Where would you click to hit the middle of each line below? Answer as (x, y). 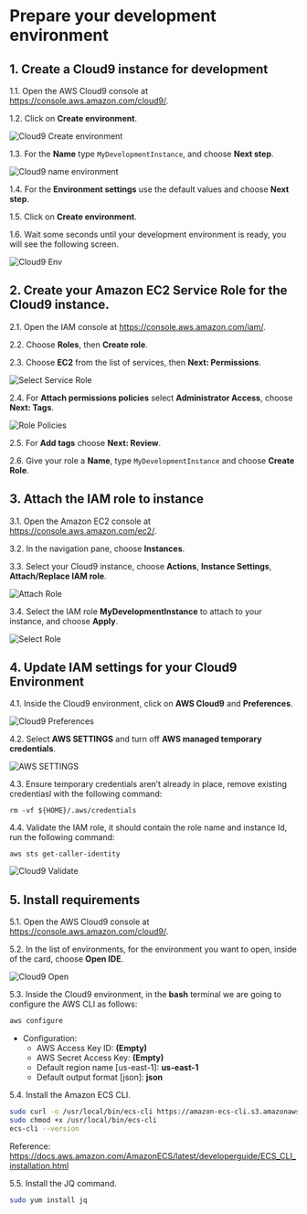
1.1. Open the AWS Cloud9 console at (79, 91)
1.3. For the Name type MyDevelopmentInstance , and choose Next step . (142, 154)
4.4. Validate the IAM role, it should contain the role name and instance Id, (148, 827)
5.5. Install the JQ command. (63, 1183)
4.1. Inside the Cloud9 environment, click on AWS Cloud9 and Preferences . (152, 704)
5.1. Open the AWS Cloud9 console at (79, 922)
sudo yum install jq (49, 1200)
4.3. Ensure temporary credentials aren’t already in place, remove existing (148, 784)
